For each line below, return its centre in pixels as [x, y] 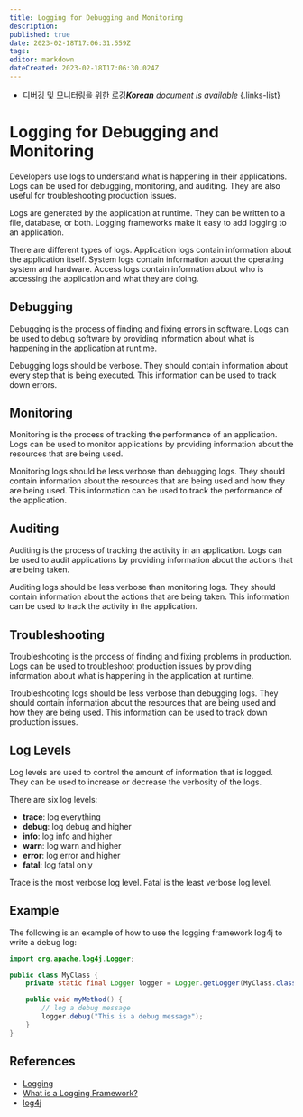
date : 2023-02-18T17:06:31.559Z [70, 43]
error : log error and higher [71, 855]
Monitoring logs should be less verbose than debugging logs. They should [147, 472]
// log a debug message [86, 1009]
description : [34, 26]
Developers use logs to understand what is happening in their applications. [148, 176]
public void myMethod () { [74, 1000]
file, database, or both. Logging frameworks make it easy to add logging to [148, 222]
